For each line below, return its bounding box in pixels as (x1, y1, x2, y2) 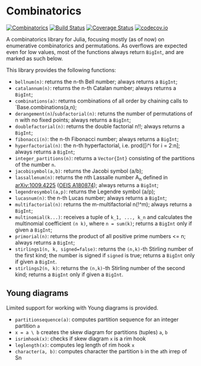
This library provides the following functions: (6, 66, 117, 73)
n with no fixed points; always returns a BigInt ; (14, 116, 132, 124)
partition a (14, 322, 40, 329)
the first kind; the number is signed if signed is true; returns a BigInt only (14, 251, 195, 259)
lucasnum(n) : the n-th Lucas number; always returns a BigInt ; (14, 194, 167, 202)
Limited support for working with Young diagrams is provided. (6, 304, 159, 311)
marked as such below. (6, 55, 63, 62)
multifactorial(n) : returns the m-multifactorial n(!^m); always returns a (14, 200, 193, 208)
